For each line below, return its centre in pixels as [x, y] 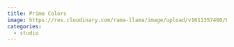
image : [17, 20]
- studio [26, 33]
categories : [24, 26]
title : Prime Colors [37, 13]
